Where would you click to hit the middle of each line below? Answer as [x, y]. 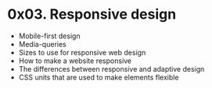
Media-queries [43, 44]
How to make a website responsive [75, 61]
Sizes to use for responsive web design [82, 52]
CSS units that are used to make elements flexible [99, 77]
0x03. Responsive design [92, 14]
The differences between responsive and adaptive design [111, 69]
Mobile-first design [49, 36]
